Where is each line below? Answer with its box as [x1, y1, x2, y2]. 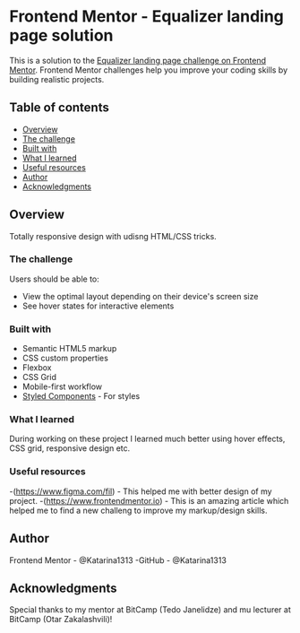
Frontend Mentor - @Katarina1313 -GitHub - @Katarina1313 [9, 554, 227, 566]
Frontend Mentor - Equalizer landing [9, 6, 285, 27]
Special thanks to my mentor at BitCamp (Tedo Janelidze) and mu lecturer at [9, 604, 291, 615]
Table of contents [9, 100, 109, 116]
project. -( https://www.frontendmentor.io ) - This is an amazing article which [9, 495, 289, 506]
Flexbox [21, 362, 52, 373]
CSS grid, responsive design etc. [9, 443, 131, 454]
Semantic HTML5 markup [21, 343, 117, 354]
